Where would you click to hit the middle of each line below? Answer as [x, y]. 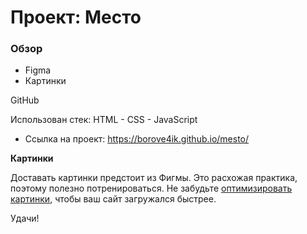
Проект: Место [76, 17]
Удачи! [25, 218]
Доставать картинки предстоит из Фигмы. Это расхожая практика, [154, 178]
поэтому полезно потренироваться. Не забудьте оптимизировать [151, 188]
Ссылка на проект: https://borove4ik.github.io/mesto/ [137, 139]
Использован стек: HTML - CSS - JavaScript [104, 120]
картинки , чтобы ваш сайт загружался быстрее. [113, 199]
